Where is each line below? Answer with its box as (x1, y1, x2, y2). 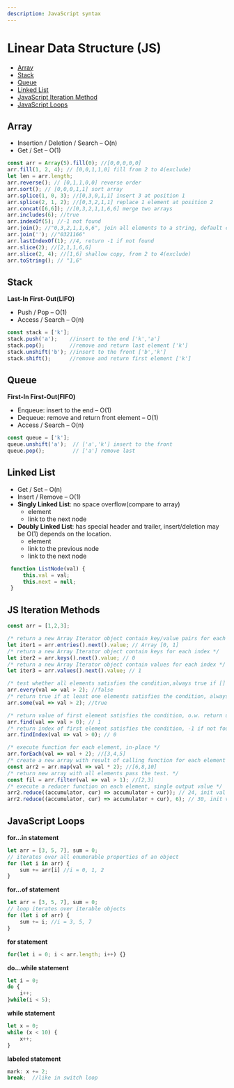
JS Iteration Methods (7, 604, 100, 616)
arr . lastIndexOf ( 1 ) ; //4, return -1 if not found (7, 238, 155, 244)
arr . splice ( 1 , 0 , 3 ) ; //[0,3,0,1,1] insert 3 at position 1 (7, 192, 186, 199)
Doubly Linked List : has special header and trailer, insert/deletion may (17, 522, 219, 530)
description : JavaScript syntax (7, 10, 101, 17)
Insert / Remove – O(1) (17, 492, 81, 501)
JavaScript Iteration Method (17, 93, 97, 101)
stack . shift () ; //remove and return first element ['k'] (7, 355, 192, 362)
